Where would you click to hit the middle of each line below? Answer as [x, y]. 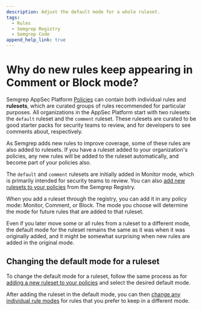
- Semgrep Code [31, 34]
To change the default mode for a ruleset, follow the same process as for [97, 276]
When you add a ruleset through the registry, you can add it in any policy [96, 199]
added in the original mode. [40, 242]
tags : [13, 18]
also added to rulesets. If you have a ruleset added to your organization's [97, 149]
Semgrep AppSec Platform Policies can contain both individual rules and [96, 99]
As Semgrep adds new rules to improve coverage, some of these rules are [99, 143]
